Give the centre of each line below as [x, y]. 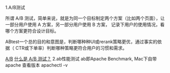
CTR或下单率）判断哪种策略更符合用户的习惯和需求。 [71, 48]
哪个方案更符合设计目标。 [32, 31]
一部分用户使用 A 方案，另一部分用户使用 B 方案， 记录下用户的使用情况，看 [85, 25]
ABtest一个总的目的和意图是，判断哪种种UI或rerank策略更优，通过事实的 [81, 42]
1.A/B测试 [15, 7]
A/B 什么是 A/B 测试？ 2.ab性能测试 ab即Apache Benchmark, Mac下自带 [81, 59]
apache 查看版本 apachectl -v [36, 65]
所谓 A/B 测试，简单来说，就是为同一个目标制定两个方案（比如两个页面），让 [85, 18]
